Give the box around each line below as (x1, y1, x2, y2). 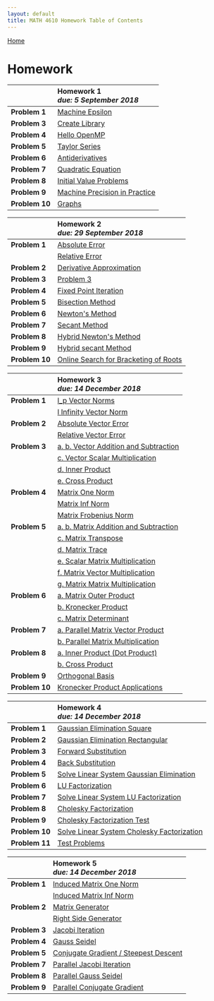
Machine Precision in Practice (57, 188, 156, 198)
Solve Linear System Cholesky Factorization (57, 827, 203, 837)
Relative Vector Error (57, 430, 126, 440)
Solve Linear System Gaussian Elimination (57, 769, 196, 779)
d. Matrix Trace (57, 545, 108, 555)
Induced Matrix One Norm (52, 880, 139, 889)
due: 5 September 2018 (57, 95, 139, 105)
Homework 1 (57, 86, 102, 96)
